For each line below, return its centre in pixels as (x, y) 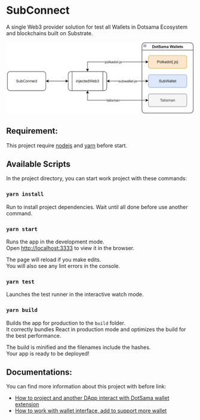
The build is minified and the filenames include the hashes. (79, 347)
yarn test (20, 282)
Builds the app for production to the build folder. (66, 323)
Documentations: (39, 373)
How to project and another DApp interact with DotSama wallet (92, 398)
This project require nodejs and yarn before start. (67, 145)
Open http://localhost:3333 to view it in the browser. (70, 248)
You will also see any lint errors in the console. (63, 266)
